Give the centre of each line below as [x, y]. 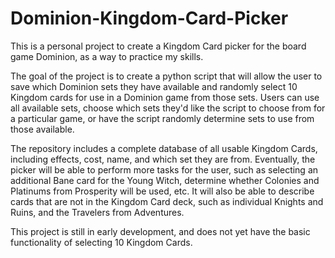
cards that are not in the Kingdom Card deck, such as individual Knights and [167, 201]
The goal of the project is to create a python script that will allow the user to [166, 76]
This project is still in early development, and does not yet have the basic [160, 231]
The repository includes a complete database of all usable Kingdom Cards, [164, 148]
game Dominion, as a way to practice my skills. [107, 56]
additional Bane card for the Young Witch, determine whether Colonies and [165, 180]
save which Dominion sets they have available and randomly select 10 [154, 86]
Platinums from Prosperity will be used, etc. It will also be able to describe [162, 191]
